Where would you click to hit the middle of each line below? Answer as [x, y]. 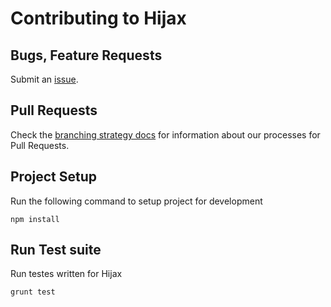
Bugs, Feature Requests [86, 55]
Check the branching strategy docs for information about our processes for [165, 134]
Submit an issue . [44, 79]
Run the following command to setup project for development [136, 201]
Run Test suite [56, 250]
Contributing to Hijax [98, 18]
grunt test [33, 292]
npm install [35, 219]
